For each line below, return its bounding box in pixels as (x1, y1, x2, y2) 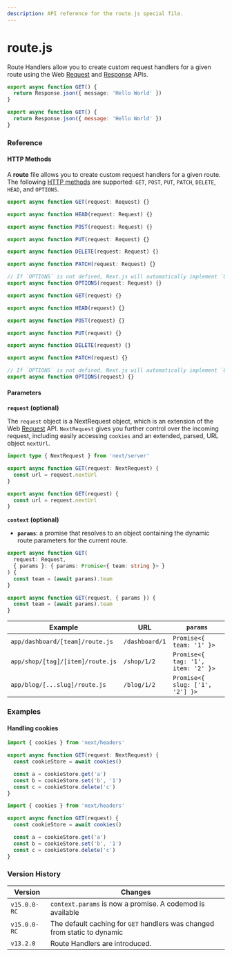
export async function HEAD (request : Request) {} (7, 211, 153, 218)
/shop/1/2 (123, 658, 156, 665)
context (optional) (7, 515, 59, 524)
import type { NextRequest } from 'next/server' (7, 453, 150, 459)
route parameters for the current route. (17, 536, 128, 544)
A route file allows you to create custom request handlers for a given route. (7, 170, 221, 178)
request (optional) (7, 404, 59, 412)
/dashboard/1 (123, 638, 166, 646)
